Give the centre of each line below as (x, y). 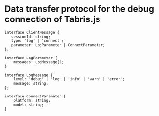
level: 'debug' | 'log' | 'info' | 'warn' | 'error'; (69, 79)
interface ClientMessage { (32, 32)
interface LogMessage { (29, 75)
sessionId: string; (31, 37)
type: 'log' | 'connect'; (37, 41)
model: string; (29, 105)
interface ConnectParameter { (35, 96)
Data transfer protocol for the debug (79, 9)
